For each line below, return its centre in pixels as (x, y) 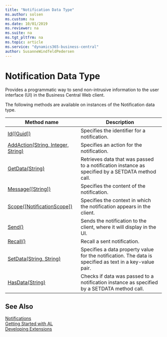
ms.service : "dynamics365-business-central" (52, 47)
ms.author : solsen (24, 14)
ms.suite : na (19, 33)
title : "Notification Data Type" (40, 10)
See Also (19, 306)
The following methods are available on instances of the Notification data (80, 105)
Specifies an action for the (111, 145)
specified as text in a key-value (117, 262)
